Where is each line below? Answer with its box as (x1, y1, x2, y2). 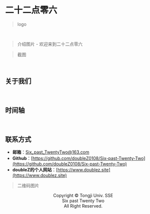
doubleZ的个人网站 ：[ (12, 167, 58, 173)
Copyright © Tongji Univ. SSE (53, 193, 113, 199)
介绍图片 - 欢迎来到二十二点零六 (17, 41, 83, 47)
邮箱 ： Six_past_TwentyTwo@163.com (12, 149, 90, 155)
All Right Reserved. (63, 203, 103, 209)
